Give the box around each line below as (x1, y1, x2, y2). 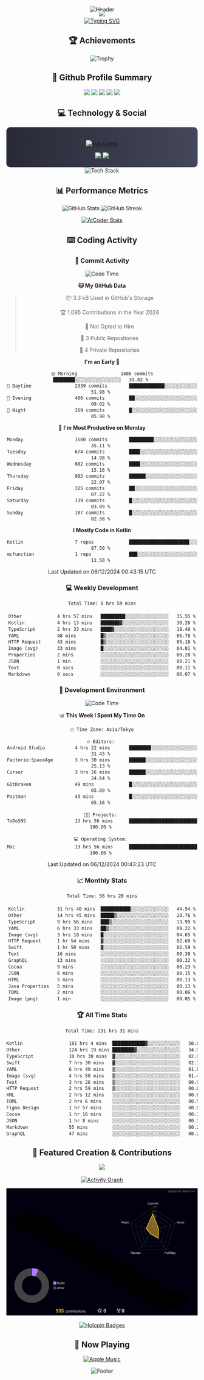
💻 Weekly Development (66, 583, 138, 592)
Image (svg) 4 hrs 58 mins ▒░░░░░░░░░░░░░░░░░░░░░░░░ (6, 1073, 181, 1079)
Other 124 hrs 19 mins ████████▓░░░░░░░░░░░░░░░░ (6, 1047, 181, 1053)
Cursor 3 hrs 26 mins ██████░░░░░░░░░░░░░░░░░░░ (7, 769, 197, 775)
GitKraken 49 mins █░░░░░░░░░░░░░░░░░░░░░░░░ (7, 781, 197, 788)
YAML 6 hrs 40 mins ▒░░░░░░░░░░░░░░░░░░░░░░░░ (6, 1066, 181, 1072)
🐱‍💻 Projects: (84, 812, 117, 818)
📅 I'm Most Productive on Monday (58, 424, 146, 431)
